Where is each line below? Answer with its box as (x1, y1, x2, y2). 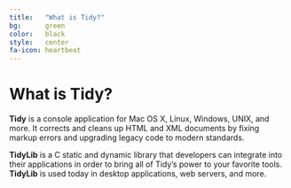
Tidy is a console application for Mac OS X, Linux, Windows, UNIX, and (9, 114, 270, 124)
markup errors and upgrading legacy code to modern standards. (9, 132, 245, 143)
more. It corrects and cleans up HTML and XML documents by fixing (9, 123, 260, 134)
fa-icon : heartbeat (9, 46, 82, 55)
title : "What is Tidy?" (9, 12, 105, 22)
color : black (9, 29, 66, 38)
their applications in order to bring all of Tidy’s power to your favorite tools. (9, 159, 282, 169)
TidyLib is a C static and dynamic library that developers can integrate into (9, 150, 282, 161)
